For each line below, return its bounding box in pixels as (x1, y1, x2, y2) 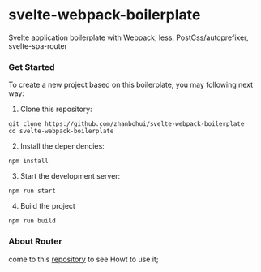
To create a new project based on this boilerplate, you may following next (8, 80, 254, 90)
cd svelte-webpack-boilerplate (8, 127, 114, 136)
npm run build (8, 217, 57, 225)
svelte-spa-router (8, 41, 67, 50)
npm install (8, 157, 49, 166)
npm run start (8, 187, 57, 196)
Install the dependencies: (19, 141, 105, 151)
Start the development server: (19, 171, 121, 181)
